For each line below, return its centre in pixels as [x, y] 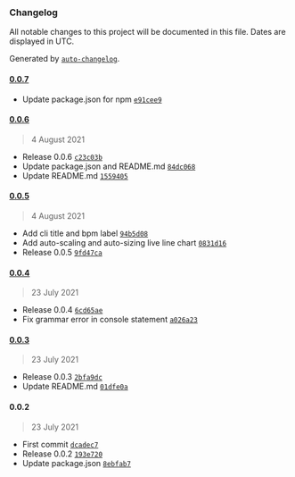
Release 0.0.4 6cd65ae [62, 310]
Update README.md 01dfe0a [75, 387]
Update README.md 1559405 [75, 175]
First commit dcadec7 [60, 444]
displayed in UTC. [42, 41]
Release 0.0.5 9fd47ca [62, 252]
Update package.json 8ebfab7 [77, 463]
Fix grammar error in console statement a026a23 [110, 320]
